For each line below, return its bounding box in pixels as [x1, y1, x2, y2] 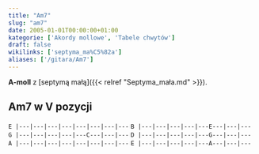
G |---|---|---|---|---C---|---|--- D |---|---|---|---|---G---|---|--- [8, 131, 252, 139]
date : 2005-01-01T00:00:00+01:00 [8, 26, 119, 34]
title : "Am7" [8, 11, 51, 20]
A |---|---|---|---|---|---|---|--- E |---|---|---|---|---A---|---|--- [8, 139, 252, 147]
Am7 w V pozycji [8, 100, 93, 114]
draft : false [8, 41, 51, 49]
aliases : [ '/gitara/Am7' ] [8, 56, 93, 64]
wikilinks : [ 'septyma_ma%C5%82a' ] [8, 48, 123, 56]
